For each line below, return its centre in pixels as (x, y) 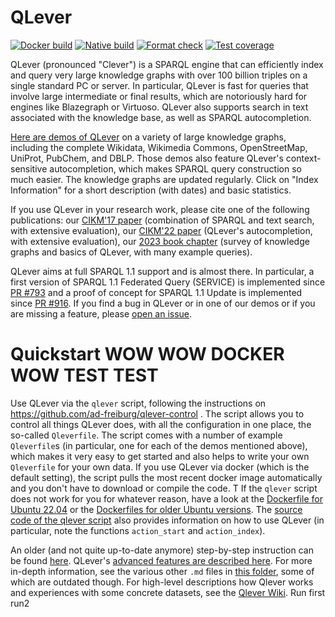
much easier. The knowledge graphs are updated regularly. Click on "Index (164, 179)
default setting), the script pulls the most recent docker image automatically (166, 477)
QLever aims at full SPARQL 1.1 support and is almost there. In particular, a (162, 271)
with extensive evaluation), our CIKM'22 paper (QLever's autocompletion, (161, 230)
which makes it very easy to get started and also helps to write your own (160, 456)
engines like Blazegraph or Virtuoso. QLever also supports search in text (159, 107)
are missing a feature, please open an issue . (101, 313)
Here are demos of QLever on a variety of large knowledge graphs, (148, 137)
